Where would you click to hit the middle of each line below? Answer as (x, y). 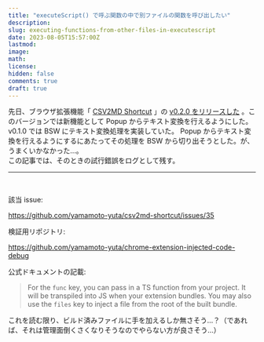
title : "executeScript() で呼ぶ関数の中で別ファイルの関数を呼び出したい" (119, 15)
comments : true (33, 81)
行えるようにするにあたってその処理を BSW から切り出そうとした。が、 (138, 141)
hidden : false (31, 74)
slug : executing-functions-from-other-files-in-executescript (112, 30)
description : (29, 23)
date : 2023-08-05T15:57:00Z (54, 37)
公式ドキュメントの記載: (47, 272)
